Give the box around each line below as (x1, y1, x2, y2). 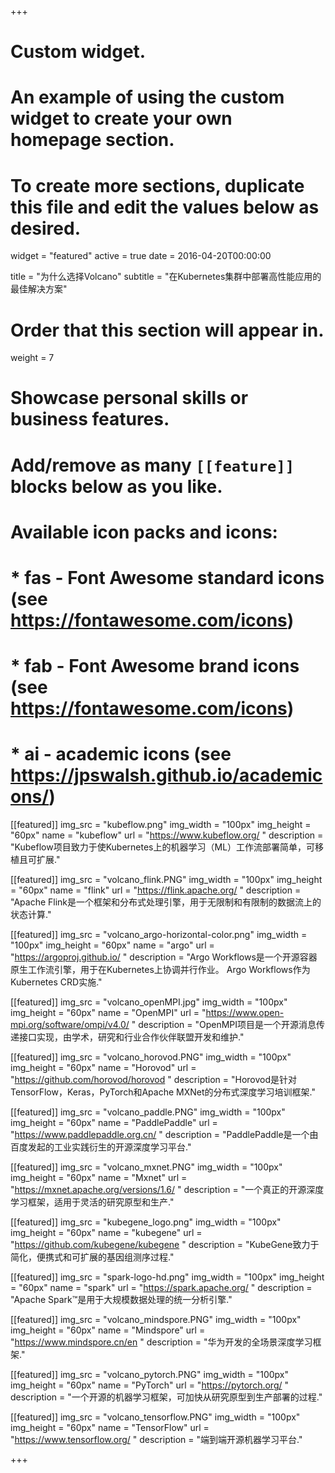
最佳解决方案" (10, 283, 68, 295)
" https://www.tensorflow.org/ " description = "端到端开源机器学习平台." (10, 1434, 303, 1446)
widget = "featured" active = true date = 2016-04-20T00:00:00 (10, 250, 272, 262)
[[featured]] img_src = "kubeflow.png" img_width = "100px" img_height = (10, 819, 312, 831)
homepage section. (10, 129, 175, 151)
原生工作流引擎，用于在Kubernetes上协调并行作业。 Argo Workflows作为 (10, 964, 311, 976)
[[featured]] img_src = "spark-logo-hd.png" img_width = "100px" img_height (10, 1271, 325, 1283)
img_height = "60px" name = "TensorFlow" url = (10, 1422, 210, 1434)
